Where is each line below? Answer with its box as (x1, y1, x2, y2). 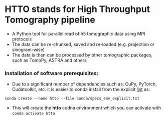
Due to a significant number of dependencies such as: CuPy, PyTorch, (12, 81, 157, 87)
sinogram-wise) (12, 46, 45, 52)
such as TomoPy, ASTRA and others (12, 57, 87, 63)
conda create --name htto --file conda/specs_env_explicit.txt (5, 96, 140, 101)
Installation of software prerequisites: (5, 69, 99, 76)
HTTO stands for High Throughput (5, 3, 150, 15)
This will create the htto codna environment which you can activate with (12, 105, 161, 111)
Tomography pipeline (5, 14, 96, 25)
